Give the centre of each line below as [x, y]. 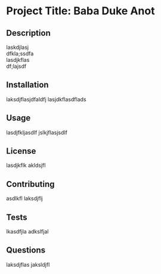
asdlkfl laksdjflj [24, 198]
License [21, 151]
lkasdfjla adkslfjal [27, 232]
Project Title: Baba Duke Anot [80, 11]
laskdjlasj [18, 47]
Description [28, 33]
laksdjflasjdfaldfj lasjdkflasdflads [46, 99]
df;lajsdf [16, 66]
